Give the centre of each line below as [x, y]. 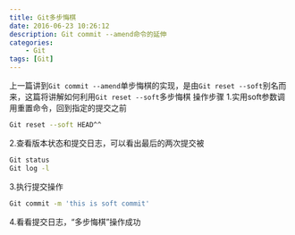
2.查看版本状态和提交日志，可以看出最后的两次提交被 [107, 143]
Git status [29, 160]
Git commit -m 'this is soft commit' [80, 203]
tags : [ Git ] [31, 59]
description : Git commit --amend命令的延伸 [88, 34]
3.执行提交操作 [37, 186]
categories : [31, 42]
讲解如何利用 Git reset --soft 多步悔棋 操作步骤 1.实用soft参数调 [167, 97]
